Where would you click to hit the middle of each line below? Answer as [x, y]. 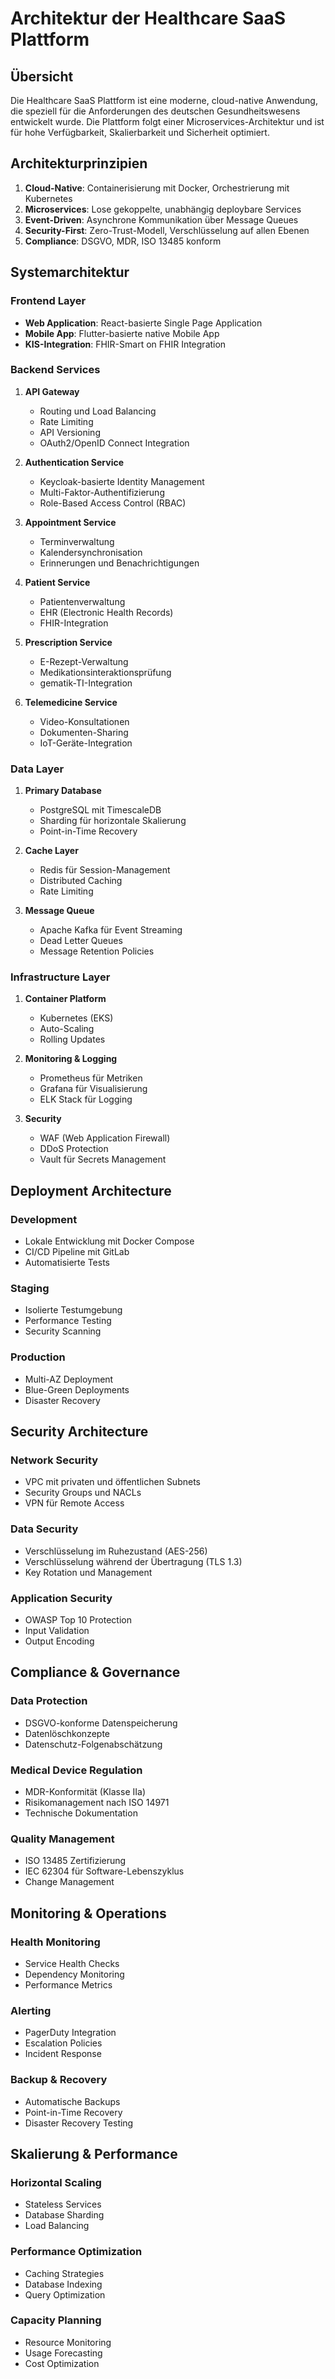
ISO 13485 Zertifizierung [75, 1861]
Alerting [31, 2010]
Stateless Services [63, 2204]
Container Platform [65, 999]
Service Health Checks [72, 1963]
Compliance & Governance [95, 1672]
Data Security [44, 1529]
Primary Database [63, 791]
